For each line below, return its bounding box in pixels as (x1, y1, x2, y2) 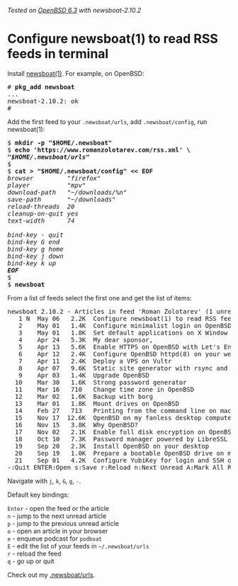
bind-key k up (7, 259, 57, 267)
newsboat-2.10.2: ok (7, 97, 79, 105)
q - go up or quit (7, 556, 55, 565)
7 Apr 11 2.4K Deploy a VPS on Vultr (18, 357, 172, 365)
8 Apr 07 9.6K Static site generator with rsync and (18, 364, 228, 372)
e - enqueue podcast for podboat (7, 534, 103, 543)
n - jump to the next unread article (7, 512, 107, 520)
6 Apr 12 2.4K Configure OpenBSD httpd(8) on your (18, 350, 221, 358)
